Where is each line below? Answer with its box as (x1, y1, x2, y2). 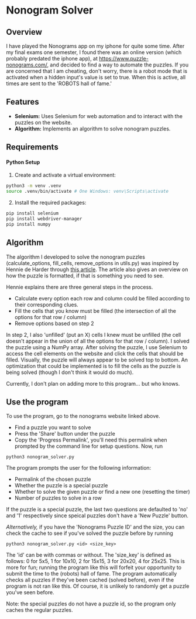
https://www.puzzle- (99, 55, 149, 62)
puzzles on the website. (14, 119, 72, 126)
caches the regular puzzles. (6, 607, 73, 614)
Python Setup (6, 158, 40, 165)
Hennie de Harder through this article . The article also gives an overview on (6, 266, 188, 273)
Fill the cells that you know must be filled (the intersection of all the (14, 307, 177, 314)
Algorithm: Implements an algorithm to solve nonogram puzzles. (14, 125, 171, 132)
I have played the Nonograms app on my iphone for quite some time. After (6, 42, 185, 49)
